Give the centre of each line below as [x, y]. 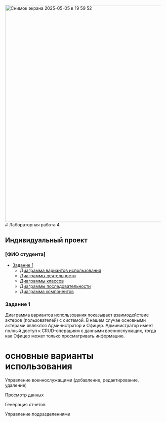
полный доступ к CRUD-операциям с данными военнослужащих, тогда [81, 331]
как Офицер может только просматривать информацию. [65, 336]
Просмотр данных [24, 395]
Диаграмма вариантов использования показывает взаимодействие [77, 315]
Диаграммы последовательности [55, 286]
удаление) [16, 385]
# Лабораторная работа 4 [33, 225]
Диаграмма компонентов [47, 291]
